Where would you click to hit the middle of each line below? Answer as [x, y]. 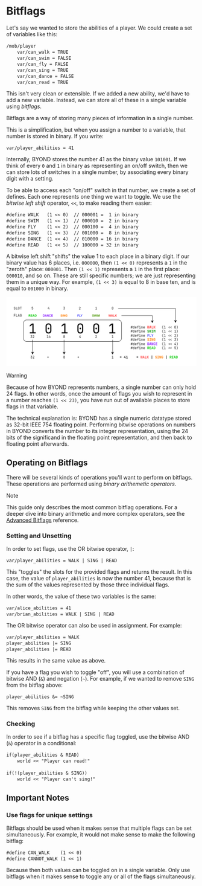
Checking [21, 724]
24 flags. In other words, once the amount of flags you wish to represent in [99, 394]
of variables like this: [32, 34]
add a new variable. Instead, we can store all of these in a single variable [96, 100]
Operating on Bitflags [47, 463]
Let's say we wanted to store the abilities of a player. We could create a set [99, 28]
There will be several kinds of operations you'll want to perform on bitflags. [99, 477]
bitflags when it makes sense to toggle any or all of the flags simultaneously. [101, 876]
